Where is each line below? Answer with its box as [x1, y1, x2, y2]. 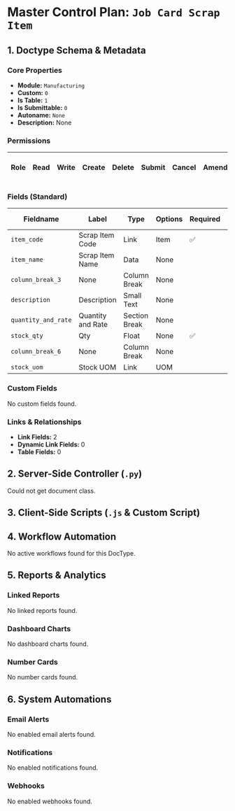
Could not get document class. [7, 486, 96, 495]
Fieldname [23, 214, 59, 224]
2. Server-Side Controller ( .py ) [7, 468, 142, 480]
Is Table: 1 [17, 96, 48, 104]
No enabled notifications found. [7, 763, 99, 772]
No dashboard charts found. [7, 640, 89, 648]
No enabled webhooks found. [7, 797, 93, 805]
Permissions [7, 136, 51, 146]
